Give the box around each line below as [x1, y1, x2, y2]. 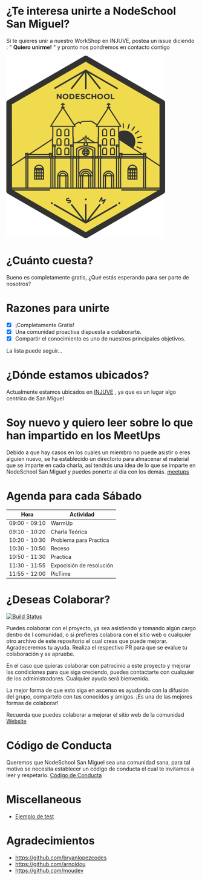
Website [6, 718, 27, 725]
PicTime [50, 570, 71, 577]
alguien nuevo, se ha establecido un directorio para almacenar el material [6, 455, 189, 462]
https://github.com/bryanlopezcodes [15, 854, 107, 861]
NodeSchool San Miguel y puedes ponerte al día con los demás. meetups [6, 468, 189, 475]
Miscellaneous [6, 793, 82, 807]
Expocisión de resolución [50, 561, 114, 569]
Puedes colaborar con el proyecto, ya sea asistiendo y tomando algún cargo [6, 625, 197, 632]
